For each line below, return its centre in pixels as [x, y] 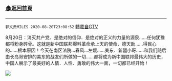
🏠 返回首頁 [19, 8]
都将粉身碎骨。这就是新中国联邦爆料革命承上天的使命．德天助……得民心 [81, 44]
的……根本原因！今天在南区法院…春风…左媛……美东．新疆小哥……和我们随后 [86, 50]
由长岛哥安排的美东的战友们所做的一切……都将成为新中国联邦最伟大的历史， [85, 57]
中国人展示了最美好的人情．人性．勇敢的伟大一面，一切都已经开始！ [77, 63]
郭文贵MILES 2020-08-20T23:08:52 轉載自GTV [52, 27]
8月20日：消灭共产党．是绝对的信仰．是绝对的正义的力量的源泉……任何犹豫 [85, 37]
